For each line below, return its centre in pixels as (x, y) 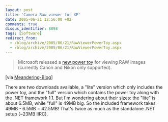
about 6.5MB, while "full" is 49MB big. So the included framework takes (80, 103)
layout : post (19, 10)
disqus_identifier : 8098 (32, 29)
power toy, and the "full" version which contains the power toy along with (82, 92)
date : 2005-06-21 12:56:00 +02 (38, 19)
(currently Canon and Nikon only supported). (65, 67)
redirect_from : (21, 38)
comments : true (21, 24)
